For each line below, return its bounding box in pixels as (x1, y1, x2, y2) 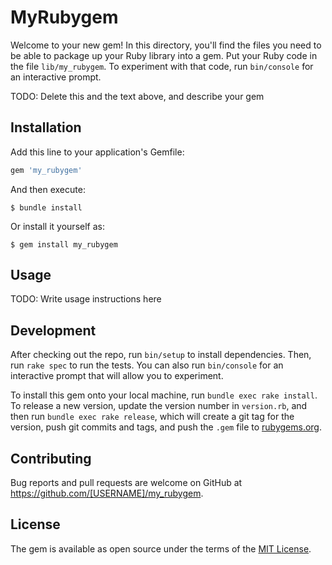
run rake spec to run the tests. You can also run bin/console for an (10, 359, 284, 371)
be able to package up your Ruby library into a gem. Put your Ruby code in (10, 49, 318, 61)
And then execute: (10, 183, 86, 195)
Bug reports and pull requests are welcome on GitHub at (10, 477, 243, 489)
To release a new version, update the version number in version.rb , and (10, 400, 308, 412)
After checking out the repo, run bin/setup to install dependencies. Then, (10, 349, 312, 361)
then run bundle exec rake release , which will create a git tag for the (10, 411, 295, 423)
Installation (10, 119, 82, 136)
